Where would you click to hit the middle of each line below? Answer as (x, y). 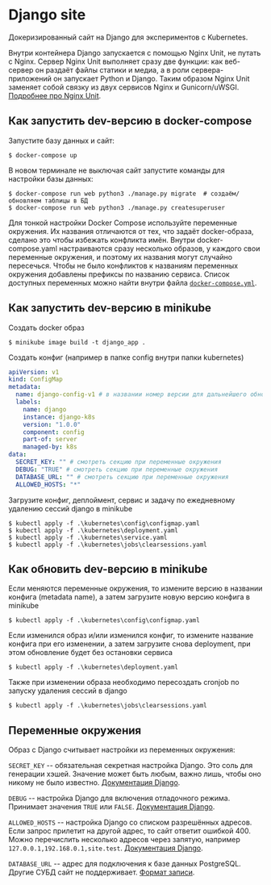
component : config (54, 432)
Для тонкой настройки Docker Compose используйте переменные (123, 223)
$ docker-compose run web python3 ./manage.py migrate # (108, 194)
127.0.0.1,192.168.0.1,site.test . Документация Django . (106, 848)
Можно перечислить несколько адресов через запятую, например (124, 840)
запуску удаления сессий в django (68, 691)
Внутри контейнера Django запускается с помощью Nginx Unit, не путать (135, 52)
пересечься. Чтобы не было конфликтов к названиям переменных (123, 265)
